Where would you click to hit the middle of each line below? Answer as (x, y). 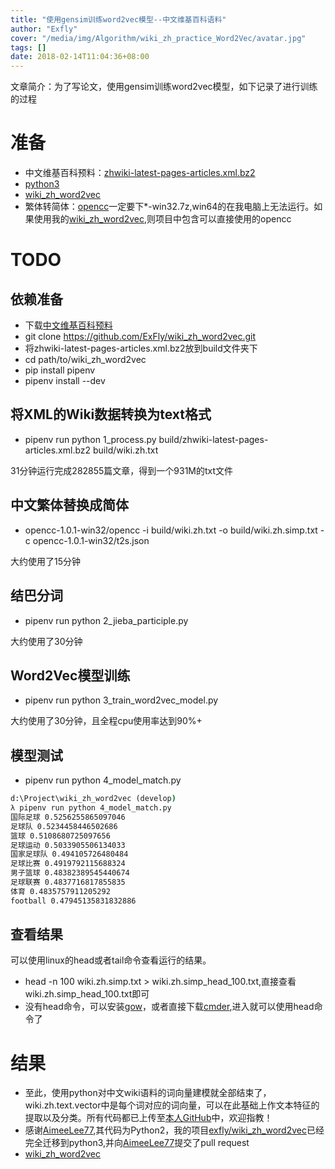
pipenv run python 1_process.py (90, 439)
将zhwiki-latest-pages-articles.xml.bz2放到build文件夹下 (141, 348)
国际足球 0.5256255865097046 (68, 817)
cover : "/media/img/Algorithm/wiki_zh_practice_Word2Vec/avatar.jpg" (158, 38)
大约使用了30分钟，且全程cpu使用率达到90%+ (106, 721)
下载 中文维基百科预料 (68, 325)
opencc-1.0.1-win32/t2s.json (91, 540)
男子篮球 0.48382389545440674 (70, 873)
